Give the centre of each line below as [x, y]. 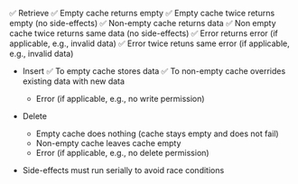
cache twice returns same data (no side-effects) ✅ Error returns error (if [144, 33]
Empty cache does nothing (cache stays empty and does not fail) [157, 133]
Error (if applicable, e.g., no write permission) [120, 99]
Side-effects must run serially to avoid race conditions [123, 170]
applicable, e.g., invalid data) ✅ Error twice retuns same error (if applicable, [150, 43]
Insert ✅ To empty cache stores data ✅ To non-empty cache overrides [154, 71]
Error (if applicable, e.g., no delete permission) [122, 153]
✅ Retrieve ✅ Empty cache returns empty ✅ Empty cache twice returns [142, 13]
